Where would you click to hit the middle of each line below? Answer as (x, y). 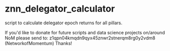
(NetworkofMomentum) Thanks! (38, 43)
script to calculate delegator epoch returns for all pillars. (64, 23)
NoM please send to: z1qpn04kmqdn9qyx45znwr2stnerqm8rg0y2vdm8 (80, 38)
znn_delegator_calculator (60, 9)
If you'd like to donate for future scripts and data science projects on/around (85, 32)
